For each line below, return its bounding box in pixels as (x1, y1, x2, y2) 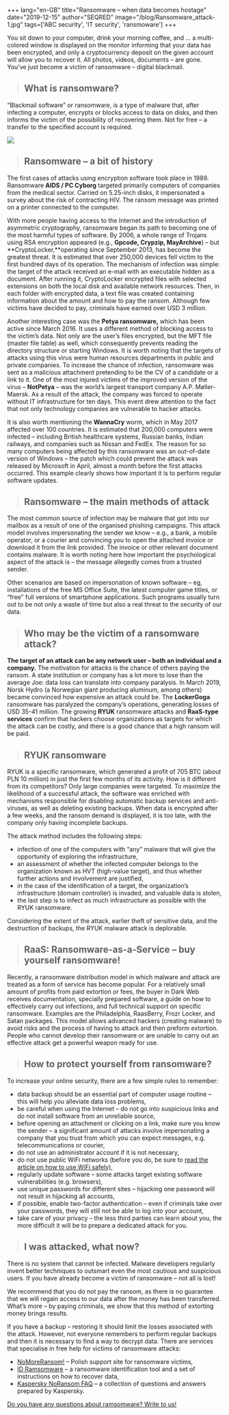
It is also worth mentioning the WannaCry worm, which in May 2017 (7, 418, 198, 426)
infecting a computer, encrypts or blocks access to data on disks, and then (7, 108, 218, 116)
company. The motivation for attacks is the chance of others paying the (7, 664, 210, 672)
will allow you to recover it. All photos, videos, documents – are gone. (7, 56, 202, 64)
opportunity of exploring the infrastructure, (16, 852, 138, 861)
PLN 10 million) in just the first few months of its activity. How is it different (7, 775, 217, 783)
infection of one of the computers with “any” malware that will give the (16, 845, 216, 854)
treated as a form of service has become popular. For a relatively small (7, 980, 206, 988)
